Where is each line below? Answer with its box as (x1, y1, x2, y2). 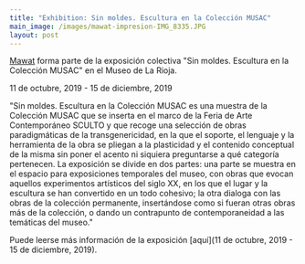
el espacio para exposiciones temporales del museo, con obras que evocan (9, 168, 294, 179)
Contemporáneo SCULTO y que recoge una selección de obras (9, 120, 247, 131)
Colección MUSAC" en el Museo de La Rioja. (9, 65, 178, 76)
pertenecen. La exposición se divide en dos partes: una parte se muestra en (9, 159, 297, 170)
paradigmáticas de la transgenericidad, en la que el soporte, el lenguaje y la (9, 130, 295, 141)
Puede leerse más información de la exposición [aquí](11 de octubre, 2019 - (9, 235, 294, 246)
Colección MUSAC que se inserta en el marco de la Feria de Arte (9, 111, 253, 121)
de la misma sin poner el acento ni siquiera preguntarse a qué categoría (9, 149, 280, 160)
